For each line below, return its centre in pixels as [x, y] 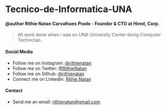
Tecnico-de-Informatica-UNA [69, 9]
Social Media [19, 51]
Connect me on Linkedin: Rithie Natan [52, 79]
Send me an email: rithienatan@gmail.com [57, 101]
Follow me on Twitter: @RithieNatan [50, 68]
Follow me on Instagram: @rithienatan [52, 63]
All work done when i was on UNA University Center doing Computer [89, 35]
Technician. [30, 40]
